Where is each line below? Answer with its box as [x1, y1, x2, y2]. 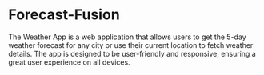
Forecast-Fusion [8, 6, 120, 24]
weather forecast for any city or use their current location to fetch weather [8, 40, 254, 49]
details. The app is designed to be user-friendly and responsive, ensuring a [8, 49, 256, 58]
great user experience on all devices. [8, 57, 130, 67]
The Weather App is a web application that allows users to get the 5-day [8, 32, 246, 41]
